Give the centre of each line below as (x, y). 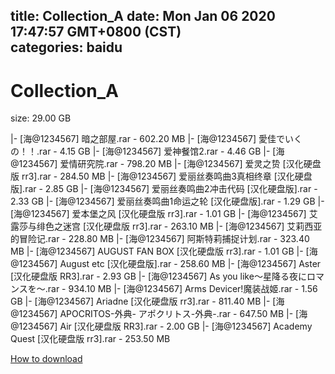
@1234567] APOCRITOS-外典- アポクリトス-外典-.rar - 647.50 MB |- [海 (159, 314)
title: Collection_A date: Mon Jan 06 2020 (143, 16)
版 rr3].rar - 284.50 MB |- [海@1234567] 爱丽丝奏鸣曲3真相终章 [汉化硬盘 (161, 176)
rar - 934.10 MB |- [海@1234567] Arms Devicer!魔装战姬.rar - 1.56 (182, 289)
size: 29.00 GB (41, 118)
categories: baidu (66, 47)
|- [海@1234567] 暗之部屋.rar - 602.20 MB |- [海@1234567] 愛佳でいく (156, 139)
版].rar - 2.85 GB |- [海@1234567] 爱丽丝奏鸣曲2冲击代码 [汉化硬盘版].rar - (164, 189)
